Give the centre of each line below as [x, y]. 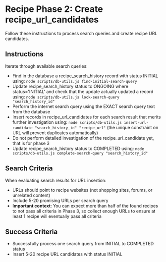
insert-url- [136, 122]
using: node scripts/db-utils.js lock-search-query [66, 97]
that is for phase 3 [31, 143]
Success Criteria [31, 232]
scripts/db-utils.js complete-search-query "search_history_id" [80, 153]
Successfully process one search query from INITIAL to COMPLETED [83, 244]
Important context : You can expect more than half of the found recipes [85, 206]
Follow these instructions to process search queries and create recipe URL [81, 33]
